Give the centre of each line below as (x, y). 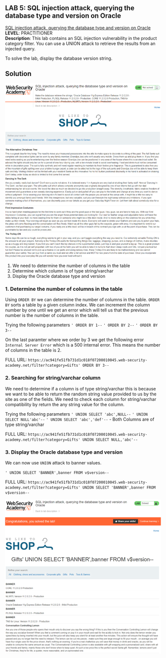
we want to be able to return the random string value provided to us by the (81, 394)
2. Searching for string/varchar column (53, 378)
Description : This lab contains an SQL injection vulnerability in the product (81, 38)
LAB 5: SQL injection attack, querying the (70, 8)
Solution (18, 74)
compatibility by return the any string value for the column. (65, 404)
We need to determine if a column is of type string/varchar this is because (81, 388)
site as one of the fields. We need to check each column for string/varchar (81, 399)
